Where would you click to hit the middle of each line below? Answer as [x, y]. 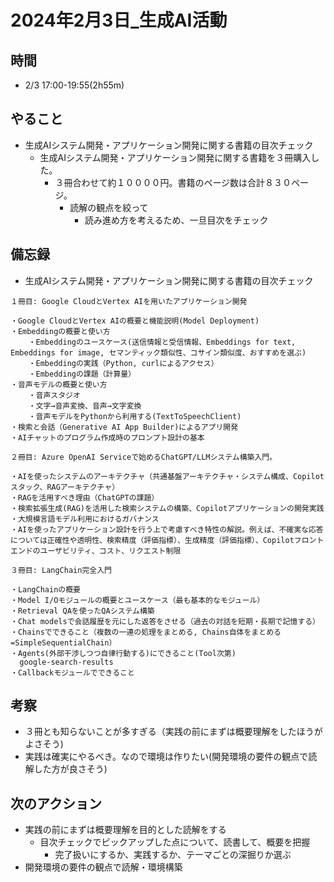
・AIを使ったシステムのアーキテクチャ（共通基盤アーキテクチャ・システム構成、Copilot [167, 476]
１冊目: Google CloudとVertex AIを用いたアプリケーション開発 [129, 301]
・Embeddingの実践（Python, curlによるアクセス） [123, 363]
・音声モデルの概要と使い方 [59, 384]
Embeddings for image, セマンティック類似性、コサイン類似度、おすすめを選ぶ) [158, 352]
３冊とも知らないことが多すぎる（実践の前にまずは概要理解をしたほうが [173, 732]
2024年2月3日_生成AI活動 [119, 20]
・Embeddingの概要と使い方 [60, 331]
